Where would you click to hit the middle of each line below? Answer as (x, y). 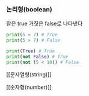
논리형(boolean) (29, 9)
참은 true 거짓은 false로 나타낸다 (44, 24)
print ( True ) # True (31, 51)
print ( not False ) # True (37, 57)
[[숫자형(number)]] (29, 87)
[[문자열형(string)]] (29, 74)
